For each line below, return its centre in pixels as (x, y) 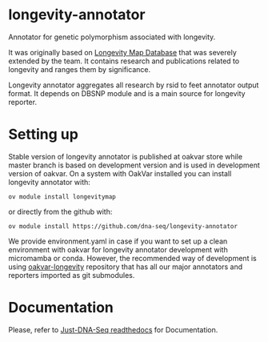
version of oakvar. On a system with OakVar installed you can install (120, 173)
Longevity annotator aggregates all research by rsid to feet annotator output (134, 85)
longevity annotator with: (49, 182)
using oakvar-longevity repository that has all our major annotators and (126, 267)
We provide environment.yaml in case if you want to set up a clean (118, 241)
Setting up (43, 135)
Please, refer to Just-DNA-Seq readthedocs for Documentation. (113, 329)
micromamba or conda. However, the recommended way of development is (133, 258)
